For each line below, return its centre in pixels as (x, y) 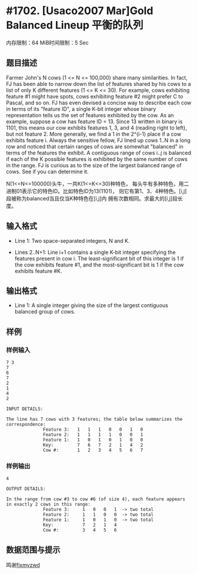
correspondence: (26, 425)
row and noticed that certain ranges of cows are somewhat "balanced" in (95, 146)
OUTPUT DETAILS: (26, 489)
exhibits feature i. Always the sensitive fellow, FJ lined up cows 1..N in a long (98, 140)
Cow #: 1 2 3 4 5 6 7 (93, 450)
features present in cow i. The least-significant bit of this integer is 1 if (99, 258)
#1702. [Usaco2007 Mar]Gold (80, 11)
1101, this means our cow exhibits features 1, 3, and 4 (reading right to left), (96, 127)
